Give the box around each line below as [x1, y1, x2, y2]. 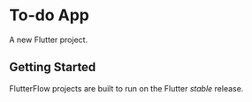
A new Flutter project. [9, 34, 88, 45]
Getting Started [9, 60, 96, 75]
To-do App [9, 5, 90, 25]
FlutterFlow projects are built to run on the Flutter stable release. [9, 83, 244, 93]
